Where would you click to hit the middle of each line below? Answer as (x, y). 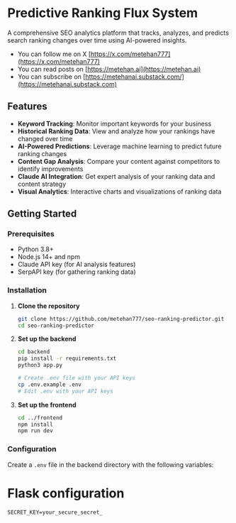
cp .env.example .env (49, 385)
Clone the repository (49, 306)
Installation (27, 290)
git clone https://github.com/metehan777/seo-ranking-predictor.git (121, 319)
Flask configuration (66, 493)
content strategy (42, 184)
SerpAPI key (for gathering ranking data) (77, 272)
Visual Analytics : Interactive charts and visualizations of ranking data (119, 191)
